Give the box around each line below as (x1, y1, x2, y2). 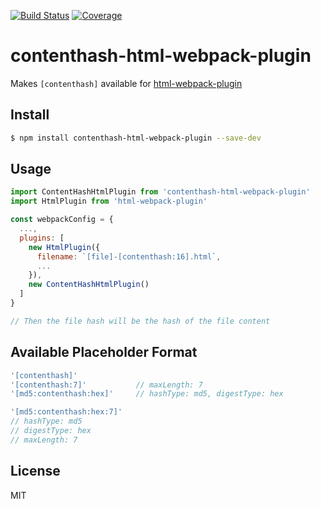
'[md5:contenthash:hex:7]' (10, 407, 123, 417)
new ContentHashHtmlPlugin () (28, 280, 150, 290)
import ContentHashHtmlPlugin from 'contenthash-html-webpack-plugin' (10, 187, 311, 197)
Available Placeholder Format (10, 344, 198, 361)
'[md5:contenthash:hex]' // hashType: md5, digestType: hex (10, 389, 284, 399)
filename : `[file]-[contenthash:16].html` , (36, 251, 222, 262)
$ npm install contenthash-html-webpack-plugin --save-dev (10, 133, 262, 143)
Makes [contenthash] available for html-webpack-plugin (10, 77, 243, 89)
